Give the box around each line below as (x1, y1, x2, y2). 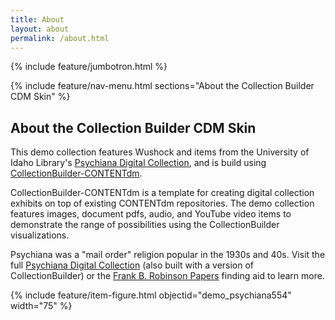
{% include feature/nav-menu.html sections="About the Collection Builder (10, 80, 315, 92)
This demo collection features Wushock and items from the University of (10, 146, 310, 158)
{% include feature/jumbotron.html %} (10, 61, 168, 73)
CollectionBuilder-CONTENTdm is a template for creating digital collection (10, 187, 315, 199)
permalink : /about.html (10, 33, 110, 43)
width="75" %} (10, 300, 73, 312)
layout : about (10, 24, 70, 34)
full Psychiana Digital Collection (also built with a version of (10, 259, 255, 271)
